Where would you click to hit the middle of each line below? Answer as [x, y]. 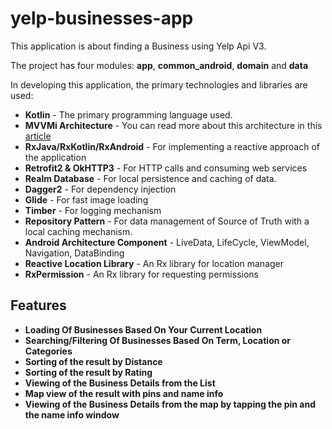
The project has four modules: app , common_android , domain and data [159, 65]
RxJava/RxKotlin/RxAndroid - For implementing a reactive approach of [172, 146]
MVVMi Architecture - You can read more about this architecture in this [173, 125]
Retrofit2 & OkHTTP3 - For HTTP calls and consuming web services [166, 168]
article [38, 136]
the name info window [72, 414]
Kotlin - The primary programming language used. [128, 114]
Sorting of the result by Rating [88, 372]
